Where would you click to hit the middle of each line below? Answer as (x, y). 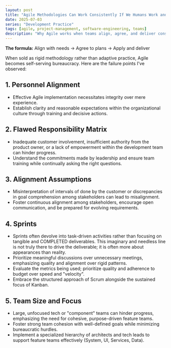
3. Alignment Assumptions (48, 180)
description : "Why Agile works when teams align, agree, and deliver (81, 34)
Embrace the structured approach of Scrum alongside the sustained (84, 279)
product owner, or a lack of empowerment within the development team (88, 147)
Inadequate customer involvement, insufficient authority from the (81, 142)
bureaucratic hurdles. (35, 330)
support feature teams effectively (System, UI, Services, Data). (78, 340)
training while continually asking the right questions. (67, 163)
